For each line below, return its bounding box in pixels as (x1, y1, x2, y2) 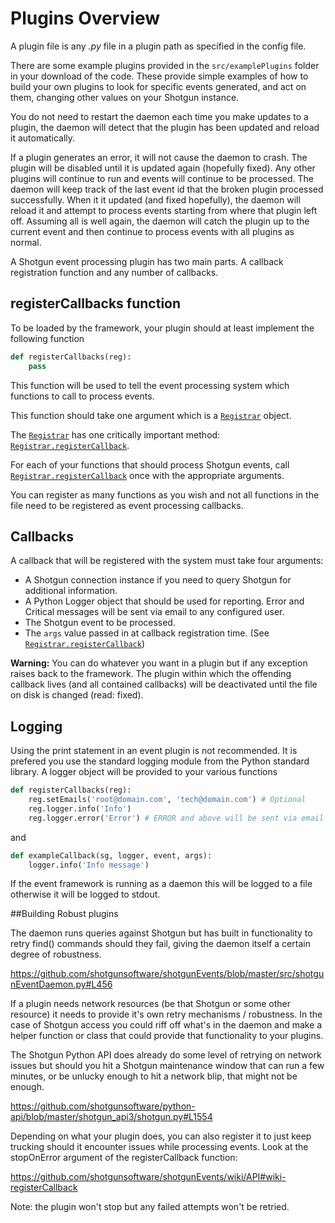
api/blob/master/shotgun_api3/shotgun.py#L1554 (10, 1111, 213, 1123)
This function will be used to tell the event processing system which (10, 379, 290, 391)
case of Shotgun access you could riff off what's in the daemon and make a (10, 1019, 323, 1031)
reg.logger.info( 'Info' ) (28, 803, 132, 814)
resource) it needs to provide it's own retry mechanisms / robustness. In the (10, 1008, 323, 1021)
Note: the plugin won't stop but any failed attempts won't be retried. (10, 1201, 290, 1213)
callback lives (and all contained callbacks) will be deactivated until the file (10, 678, 318, 691)
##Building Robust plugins (10, 908, 119, 920)
